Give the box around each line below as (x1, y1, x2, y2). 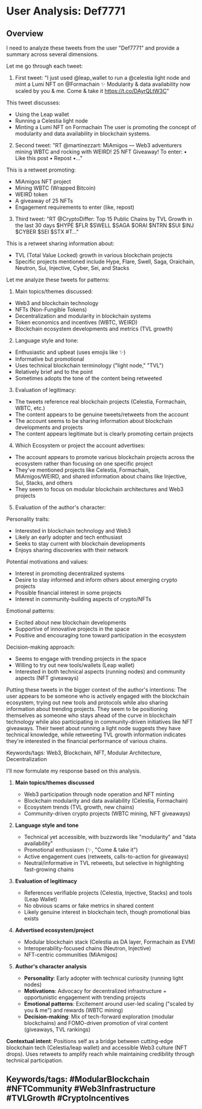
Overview (6, 28, 44, 39)
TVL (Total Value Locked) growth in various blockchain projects (14, 252, 173, 259)
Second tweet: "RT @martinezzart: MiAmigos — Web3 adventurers (14, 142, 182, 149)
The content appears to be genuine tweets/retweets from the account (14, 411, 189, 418)
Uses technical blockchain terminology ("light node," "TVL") (14, 362, 164, 369)
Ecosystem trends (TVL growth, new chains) (24, 803, 134, 811)
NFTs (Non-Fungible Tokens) (14, 306, 87, 313)
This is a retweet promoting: (6, 166, 77, 173)
